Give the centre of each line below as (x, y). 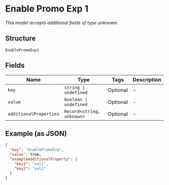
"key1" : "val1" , (31, 164)
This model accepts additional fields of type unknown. (62, 23)
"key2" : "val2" (30, 168)
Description (147, 79)
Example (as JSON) (36, 133)
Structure (21, 38)
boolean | (76, 99)
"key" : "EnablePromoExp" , (37, 150)
